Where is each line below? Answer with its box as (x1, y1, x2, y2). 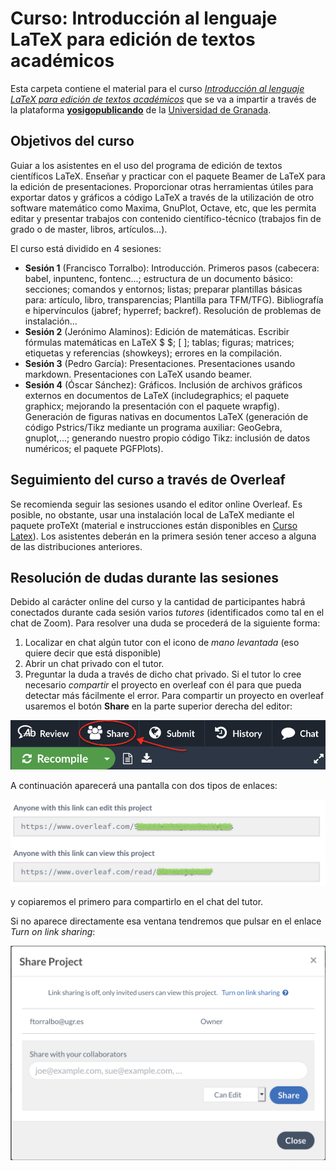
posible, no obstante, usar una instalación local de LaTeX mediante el (10, 508, 295, 521)
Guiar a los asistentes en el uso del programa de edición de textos (10, 159, 283, 171)
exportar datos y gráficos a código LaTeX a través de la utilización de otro (10, 191, 315, 203)
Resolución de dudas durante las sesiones (10, 569, 279, 586)
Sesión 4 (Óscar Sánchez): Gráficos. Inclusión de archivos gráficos (24, 378, 303, 391)
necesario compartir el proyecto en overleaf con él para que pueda (24, 679, 302, 691)
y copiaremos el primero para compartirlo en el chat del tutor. (10, 896, 264, 908)
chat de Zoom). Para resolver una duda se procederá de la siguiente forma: (10, 617, 321, 629)
